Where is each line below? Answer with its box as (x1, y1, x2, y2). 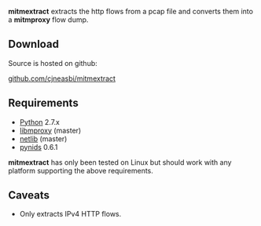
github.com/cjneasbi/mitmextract (8, 74, 116, 83)
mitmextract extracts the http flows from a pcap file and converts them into (8, 7, 254, 16)
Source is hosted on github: (8, 58, 98, 67)
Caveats (8, 188, 50, 202)
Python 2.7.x (19, 117, 61, 126)
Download (8, 38, 59, 51)
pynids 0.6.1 (19, 142, 58, 151)
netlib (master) (19, 133, 68, 144)
